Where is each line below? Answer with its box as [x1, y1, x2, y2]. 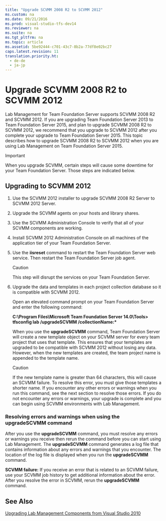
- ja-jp [9, 63, 26, 68]
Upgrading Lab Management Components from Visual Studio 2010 [5, 510, 141, 516]
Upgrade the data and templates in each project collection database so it [12, 284, 161, 290]
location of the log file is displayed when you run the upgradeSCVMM [5, 452, 149, 458]
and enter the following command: [12, 304, 83, 310]
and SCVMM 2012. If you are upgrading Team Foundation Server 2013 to [5, 116, 154, 122]
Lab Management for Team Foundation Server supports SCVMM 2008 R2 [5, 111, 155, 117]
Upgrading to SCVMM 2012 [5, 182, 91, 191]
